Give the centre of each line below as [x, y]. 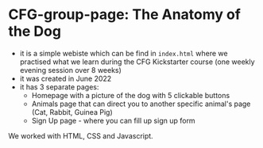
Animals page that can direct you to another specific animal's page [141, 104]
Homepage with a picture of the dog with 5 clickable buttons [131, 95]
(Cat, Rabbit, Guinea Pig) [72, 112]
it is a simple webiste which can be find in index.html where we [124, 53]
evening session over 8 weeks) [70, 70]
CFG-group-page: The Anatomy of [124, 15]
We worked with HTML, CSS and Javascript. [81, 135]
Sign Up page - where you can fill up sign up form [114, 120]
